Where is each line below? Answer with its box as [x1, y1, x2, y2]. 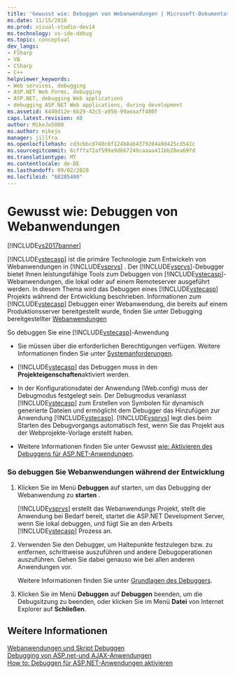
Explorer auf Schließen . [17, 605, 87, 613]
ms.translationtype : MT [7, 154, 77, 161]
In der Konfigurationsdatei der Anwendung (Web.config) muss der [17, 384, 208, 393]
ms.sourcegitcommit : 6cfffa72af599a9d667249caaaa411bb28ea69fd [7, 147, 196, 154]
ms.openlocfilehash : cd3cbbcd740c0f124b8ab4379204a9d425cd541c [7, 141, 196, 148]
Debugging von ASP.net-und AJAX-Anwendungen [7, 651, 152, 659]
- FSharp [7, 50, 33, 57]
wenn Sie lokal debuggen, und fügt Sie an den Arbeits [17, 519, 173, 527]
